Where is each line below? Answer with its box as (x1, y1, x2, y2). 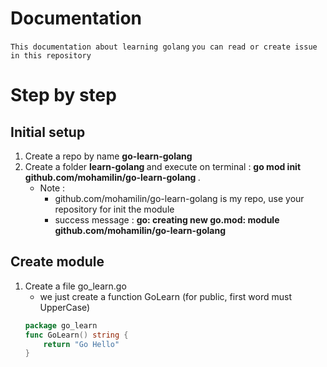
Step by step (10, 84, 117, 107)
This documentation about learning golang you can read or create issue (10, 42, 318, 52)
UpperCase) (39, 301, 91, 313)
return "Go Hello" (43, 339, 120, 349)
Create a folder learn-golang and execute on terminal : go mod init (24, 160, 302, 172)
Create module (10, 253, 105, 271)
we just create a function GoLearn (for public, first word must (39, 290, 292, 302)
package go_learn (24, 320, 98, 331)
